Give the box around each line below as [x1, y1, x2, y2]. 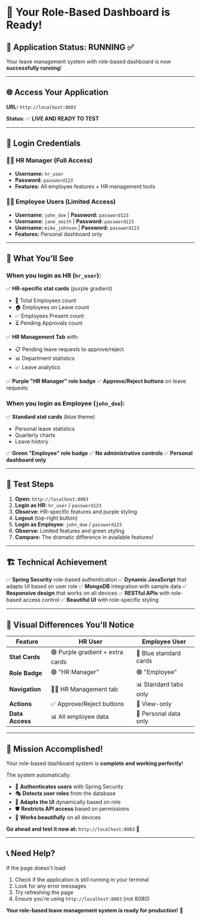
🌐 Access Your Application [6, 87, 109, 98]
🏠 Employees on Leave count [14, 304, 90, 311]
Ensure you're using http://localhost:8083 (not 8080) [14, 895, 150, 902]
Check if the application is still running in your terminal [14, 876, 150, 883]
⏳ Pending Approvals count [14, 319, 83, 326]
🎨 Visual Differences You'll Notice [6, 619, 135, 630]
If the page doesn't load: [6, 864, 67, 871]
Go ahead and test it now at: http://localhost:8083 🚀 [6, 825, 140, 833]
